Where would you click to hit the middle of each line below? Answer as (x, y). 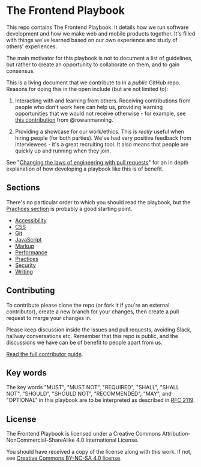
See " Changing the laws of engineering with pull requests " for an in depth (97, 162)
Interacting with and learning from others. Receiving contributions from (103, 101)
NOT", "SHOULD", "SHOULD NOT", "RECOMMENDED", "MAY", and (89, 394)
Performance (31, 252)
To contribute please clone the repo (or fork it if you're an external (88, 305)
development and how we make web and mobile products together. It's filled (101, 33)
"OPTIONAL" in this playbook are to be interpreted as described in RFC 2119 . (100, 400)
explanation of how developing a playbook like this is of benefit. (85, 169)
